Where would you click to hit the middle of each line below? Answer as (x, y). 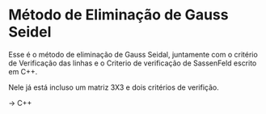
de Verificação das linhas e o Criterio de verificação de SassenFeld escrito (133, 63)
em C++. (23, 71)
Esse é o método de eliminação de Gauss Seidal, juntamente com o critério (133, 54)
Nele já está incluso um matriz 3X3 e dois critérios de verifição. (114, 87)
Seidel (30, 32)
